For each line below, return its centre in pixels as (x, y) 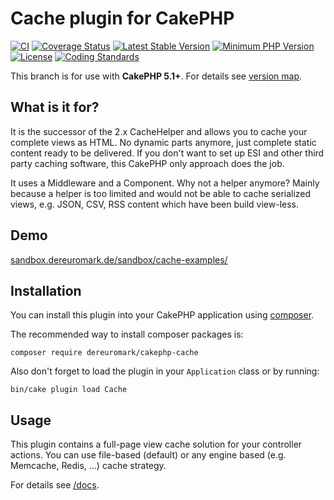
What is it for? (55, 107)
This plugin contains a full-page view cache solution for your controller (156, 444)
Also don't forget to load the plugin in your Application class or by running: (165, 371)
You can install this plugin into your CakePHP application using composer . (162, 315)
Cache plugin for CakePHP (122, 18)
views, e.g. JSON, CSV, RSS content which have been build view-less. (155, 204)
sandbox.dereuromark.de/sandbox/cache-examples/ (119, 259)
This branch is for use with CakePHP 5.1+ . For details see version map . (156, 76)
